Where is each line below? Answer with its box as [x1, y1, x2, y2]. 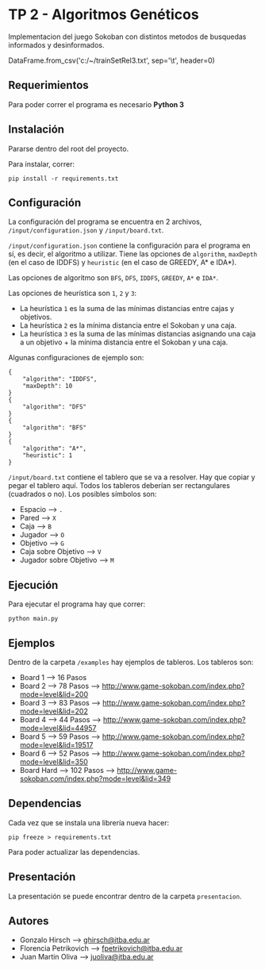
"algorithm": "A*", [22, 444, 87, 453]
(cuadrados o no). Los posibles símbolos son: [8, 490, 157, 499]
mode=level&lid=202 [19, 706, 89, 716]
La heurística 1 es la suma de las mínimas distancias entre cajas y [19, 304, 235, 313]
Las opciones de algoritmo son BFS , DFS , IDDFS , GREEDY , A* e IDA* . [8, 273, 219, 283]
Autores [8, 914, 49, 928]
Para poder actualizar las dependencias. [8, 847, 140, 856]
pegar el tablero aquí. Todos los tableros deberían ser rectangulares [8, 481, 230, 490]
